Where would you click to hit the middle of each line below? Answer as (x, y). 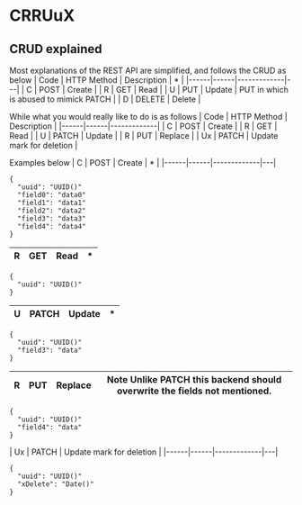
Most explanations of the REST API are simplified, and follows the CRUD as (148, 70)
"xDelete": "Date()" (56, 484)
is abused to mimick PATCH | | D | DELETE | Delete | (105, 99)
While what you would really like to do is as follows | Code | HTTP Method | (148, 117)
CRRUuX (42, 16)
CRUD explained (56, 49)
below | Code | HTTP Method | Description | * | (97, 80)
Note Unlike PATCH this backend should (194, 379)
